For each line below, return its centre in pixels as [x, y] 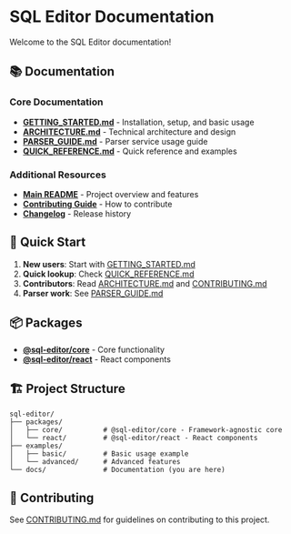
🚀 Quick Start [48, 242]
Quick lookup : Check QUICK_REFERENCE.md [108, 274]
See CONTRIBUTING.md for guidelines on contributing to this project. [140, 519]
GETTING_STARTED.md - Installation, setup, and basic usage [138, 122]
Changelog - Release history [77, 213]
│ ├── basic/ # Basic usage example [99, 454]
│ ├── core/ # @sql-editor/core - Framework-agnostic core [146, 430]
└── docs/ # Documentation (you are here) [117, 470]
